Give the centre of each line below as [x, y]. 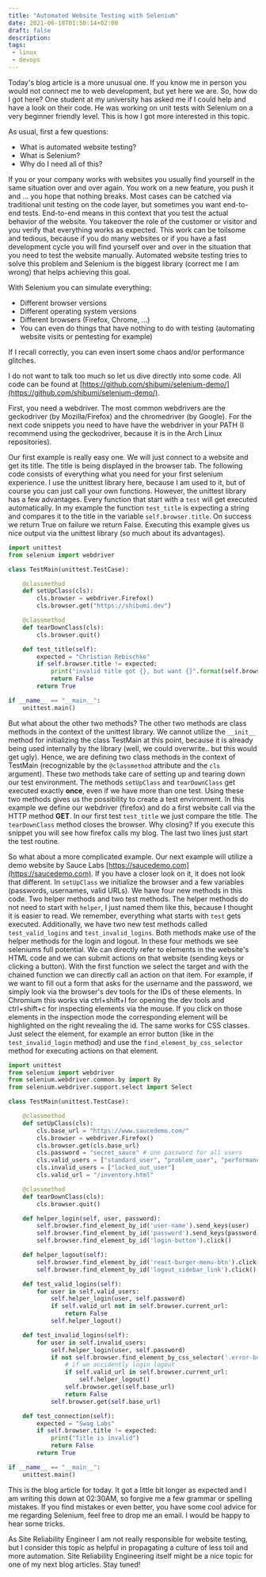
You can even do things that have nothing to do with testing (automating [137, 328]
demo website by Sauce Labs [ [59, 865]
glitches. [22, 360]
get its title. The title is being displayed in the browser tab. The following [125, 465]
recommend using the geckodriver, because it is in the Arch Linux [115, 433]
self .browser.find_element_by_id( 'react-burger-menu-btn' [134, 1262]
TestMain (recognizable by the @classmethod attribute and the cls [114, 765]
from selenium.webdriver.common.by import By [84, 1080]
